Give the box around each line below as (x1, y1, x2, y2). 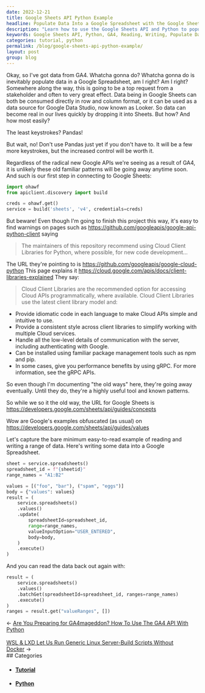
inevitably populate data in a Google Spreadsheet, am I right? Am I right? (6, 78, 189, 85)
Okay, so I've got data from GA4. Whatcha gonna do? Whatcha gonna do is (6, 71, 195, 78)
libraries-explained (6, 274, 54, 281)
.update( (17, 512, 40, 518)
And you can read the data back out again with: (6, 563, 126, 570)
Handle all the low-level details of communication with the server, (15, 336, 180, 343)
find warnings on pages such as (6, 224, 87, 231)
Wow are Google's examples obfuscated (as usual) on (6, 418, 142, 425)
